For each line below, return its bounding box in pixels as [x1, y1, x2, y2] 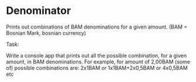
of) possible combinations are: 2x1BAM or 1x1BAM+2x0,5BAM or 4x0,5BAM [6, 64, 188, 71]
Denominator [6, 4, 71, 17]
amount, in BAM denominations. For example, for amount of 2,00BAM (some [6, 58, 190, 65]
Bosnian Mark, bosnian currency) [6, 29, 87, 36]
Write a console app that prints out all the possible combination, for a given [6, 52, 187, 59]
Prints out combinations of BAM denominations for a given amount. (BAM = [6, 23, 188, 30]
